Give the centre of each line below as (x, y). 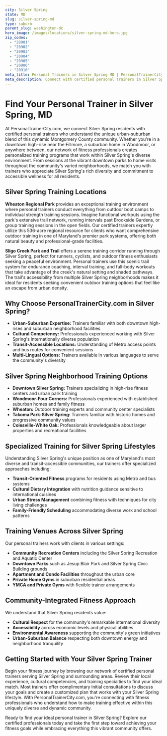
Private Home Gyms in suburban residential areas (64, 579)
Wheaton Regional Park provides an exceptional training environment (77, 204)
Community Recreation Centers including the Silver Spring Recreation (85, 553)
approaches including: (28, 469)
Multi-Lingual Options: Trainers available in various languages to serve (85, 355)
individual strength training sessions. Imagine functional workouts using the (83, 215)
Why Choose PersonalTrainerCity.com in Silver (80, 303)
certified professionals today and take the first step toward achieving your (81, 723)
